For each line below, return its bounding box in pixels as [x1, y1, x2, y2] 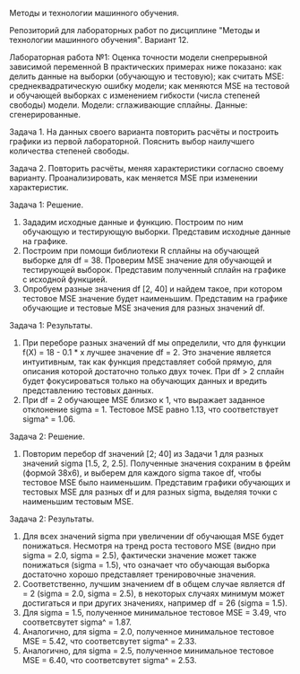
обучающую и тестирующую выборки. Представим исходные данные [21, 226, 291, 237]
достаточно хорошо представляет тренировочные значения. [21, 569, 257, 580]
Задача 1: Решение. [9, 199, 83, 210]
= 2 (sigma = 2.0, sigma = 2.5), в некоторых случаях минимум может [21, 588, 285, 599]
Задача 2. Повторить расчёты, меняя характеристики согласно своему [9, 163, 284, 173]
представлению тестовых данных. [21, 385, 154, 396]
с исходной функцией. [21, 274, 108, 284]
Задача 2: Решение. [9, 431, 85, 442]
